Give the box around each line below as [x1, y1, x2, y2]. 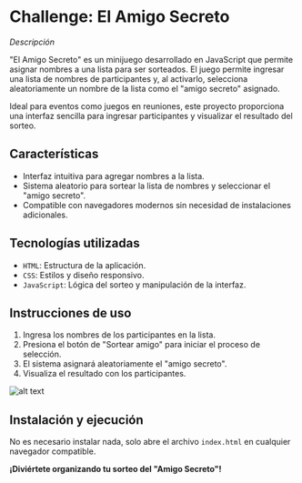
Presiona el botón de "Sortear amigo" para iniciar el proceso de [22, 339, 261, 350]
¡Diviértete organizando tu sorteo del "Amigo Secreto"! [9, 464, 222, 475]
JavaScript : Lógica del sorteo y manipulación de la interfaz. [22, 279, 247, 290]
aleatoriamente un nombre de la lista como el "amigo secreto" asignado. [9, 83, 280, 94]
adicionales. [22, 209, 68, 220]
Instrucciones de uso [9, 305, 132, 320]
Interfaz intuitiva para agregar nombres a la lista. [22, 170, 205, 181]
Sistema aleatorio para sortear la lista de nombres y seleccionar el [22, 180, 271, 191]
